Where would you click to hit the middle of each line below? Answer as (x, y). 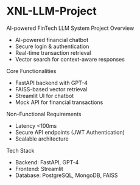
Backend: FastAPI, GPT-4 (47, 162)
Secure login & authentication (52, 46)
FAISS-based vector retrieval (51, 89)
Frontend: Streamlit (39, 169)
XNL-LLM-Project (51, 11)
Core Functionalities (31, 71)
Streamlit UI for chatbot (44, 96)
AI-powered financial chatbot (52, 40)
